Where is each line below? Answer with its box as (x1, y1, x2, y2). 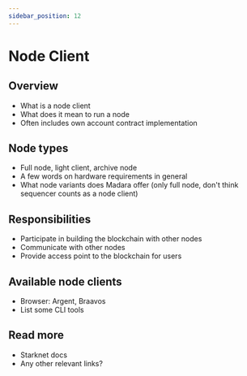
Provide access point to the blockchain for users (19, 251, 182, 261)
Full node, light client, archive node (19, 163, 138, 173)
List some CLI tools (19, 305, 85, 315)
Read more (8, 328, 65, 342)
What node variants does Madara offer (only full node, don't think (19, 180, 239, 190)
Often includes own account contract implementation (19, 118, 198, 127)
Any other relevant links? (19, 358, 104, 368)
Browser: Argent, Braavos (19, 296, 106, 306)
